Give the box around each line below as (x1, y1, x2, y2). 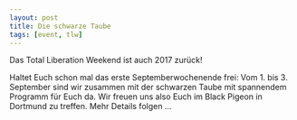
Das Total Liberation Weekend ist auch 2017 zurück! (9, 55, 203, 66)
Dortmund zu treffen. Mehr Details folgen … (9, 101, 172, 112)
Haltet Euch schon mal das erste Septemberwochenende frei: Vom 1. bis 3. (9, 72, 288, 83)
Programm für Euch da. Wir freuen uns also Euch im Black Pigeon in (9, 91, 263, 102)
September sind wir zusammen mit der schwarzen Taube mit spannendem (9, 82, 287, 93)
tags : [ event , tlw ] (9, 30, 83, 39)
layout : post (9, 13, 59, 23)
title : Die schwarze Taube (9, 22, 111, 31)
